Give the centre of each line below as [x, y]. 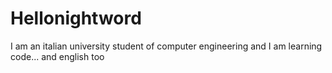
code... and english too [57, 56]
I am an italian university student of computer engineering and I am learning [166, 46]
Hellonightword [76, 18]
